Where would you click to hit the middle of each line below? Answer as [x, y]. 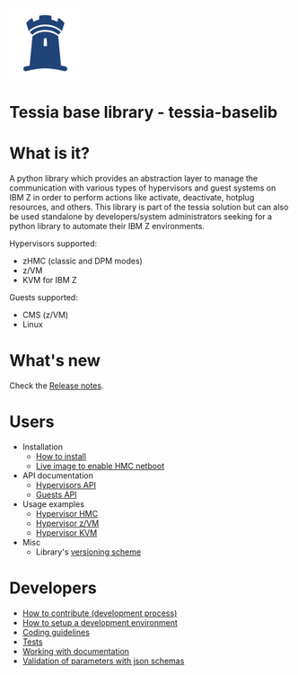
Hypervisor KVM [66, 533]
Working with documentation [76, 651]
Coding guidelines [56, 632]
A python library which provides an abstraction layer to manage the [134, 179]
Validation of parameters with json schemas [103, 661]
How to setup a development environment [100, 622]
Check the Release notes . [57, 386]
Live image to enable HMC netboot [100, 466]
